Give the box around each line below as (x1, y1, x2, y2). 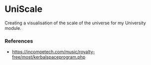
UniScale (4, 3, 43, 15)
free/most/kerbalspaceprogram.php (11, 54, 85, 60)
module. (4, 25, 22, 31)
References (4, 37, 33, 44)
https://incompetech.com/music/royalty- (11, 49, 95, 55)
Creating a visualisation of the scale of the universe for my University (4, 20, 146, 26)
